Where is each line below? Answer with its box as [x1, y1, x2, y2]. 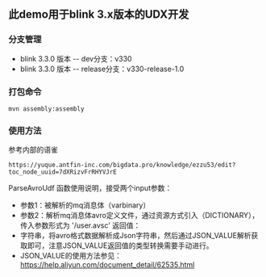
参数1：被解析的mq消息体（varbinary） [19, 200, 151, 210]
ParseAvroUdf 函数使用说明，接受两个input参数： [8, 183, 172, 193]
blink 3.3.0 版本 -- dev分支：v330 [19, 53, 132, 63]
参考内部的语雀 [8, 145, 58, 155]
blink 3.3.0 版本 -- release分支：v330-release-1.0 [19, 64, 185, 73]
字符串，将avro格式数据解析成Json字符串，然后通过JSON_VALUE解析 [19, 231, 251, 241]
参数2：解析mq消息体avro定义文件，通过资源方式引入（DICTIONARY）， [19, 211, 260, 220]
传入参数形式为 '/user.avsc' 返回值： [19, 220, 141, 230]
